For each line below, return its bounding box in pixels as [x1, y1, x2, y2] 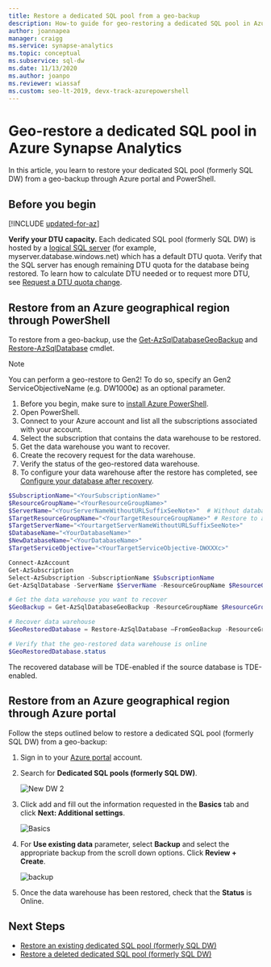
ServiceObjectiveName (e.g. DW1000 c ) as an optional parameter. [8, 383, 226, 392]
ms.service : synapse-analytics [8, 42, 114, 50]
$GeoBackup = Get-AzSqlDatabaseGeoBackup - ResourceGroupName [8, 603, 219, 612]
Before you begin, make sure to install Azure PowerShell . [19, 399, 209, 408]
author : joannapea [8, 27, 70, 35]
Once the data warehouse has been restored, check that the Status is [19, 887, 252, 897]
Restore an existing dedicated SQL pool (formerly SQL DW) [19, 941, 217, 951]
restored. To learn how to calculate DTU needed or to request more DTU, [8, 269, 250, 278]
